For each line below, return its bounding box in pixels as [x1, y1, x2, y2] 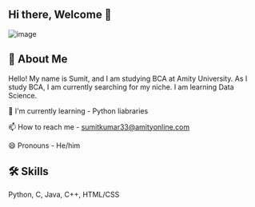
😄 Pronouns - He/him [8, 141, 81, 150]
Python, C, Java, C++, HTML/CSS [8, 189, 120, 200]
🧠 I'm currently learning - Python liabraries [8, 105, 149, 116]
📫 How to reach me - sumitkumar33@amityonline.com [8, 121, 190, 132]
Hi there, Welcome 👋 [8, 8, 112, 22]
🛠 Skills [8, 165, 50, 178]
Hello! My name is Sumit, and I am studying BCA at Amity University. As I [8, 74, 248, 83]
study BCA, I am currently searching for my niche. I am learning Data [8, 82, 234, 92]
